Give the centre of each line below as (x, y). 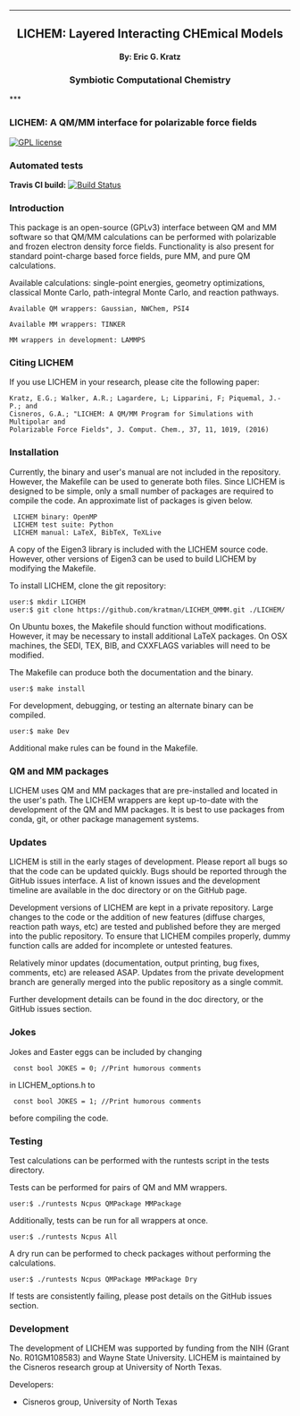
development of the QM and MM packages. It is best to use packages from (147, 810)
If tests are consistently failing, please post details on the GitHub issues (141, 1296)
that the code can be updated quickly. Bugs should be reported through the (148, 871)
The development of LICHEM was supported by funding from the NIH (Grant (150, 1348)
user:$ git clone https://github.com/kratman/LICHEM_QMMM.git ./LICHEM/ (147, 610)
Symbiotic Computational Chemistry (150, 80)
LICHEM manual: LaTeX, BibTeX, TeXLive (87, 532)
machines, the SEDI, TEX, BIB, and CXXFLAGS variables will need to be (140, 645)
